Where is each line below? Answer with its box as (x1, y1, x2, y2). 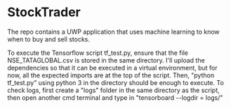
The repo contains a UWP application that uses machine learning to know (7, 27, 220, 36)
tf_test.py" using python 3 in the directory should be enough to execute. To (7, 78, 225, 86)
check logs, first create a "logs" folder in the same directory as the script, (7, 86, 220, 94)
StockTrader (7, 4, 81, 20)
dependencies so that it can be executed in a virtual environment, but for (7, 63, 218, 72)
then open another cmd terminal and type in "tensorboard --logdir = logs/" (7, 93, 223, 102)
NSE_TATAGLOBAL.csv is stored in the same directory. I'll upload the (7, 56, 205, 64)
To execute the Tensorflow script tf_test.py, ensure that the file (7, 49, 188, 57)
